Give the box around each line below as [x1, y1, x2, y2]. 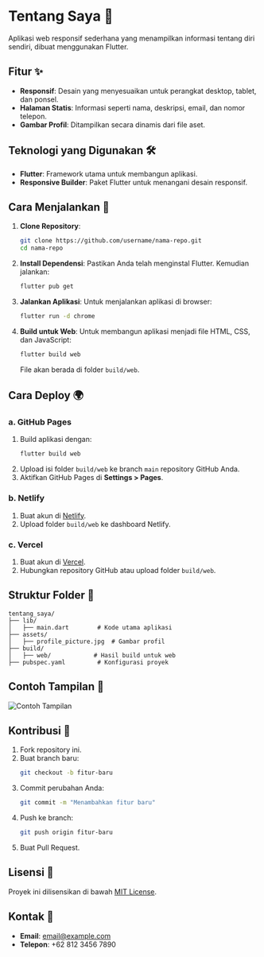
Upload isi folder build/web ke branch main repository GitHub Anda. [19, 464, 240, 474]
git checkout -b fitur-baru [19, 769, 113, 777]
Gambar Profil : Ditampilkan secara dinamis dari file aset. [19, 119, 205, 130]
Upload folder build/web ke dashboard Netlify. [19, 519, 171, 529]
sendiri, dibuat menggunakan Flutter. [8, 41, 129, 51]
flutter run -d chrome [19, 312, 95, 320]
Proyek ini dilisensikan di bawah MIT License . [8, 886, 157, 897]
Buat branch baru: [19, 754, 80, 763]
